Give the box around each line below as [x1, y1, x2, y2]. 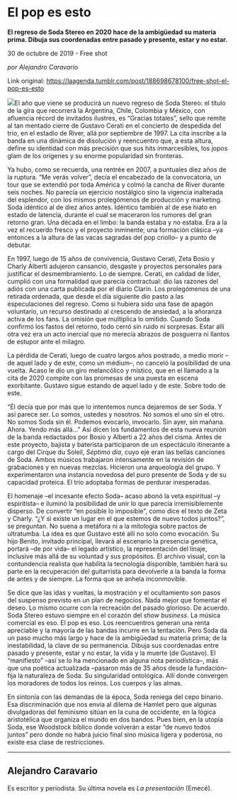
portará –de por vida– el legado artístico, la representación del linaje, [7, 544, 208, 553]
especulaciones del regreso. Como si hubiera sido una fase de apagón [7, 299, 214, 308]
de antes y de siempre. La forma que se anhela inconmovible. [7, 574, 187, 583]
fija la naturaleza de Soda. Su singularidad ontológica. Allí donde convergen [7, 671, 228, 680]
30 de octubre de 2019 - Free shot [7, 49, 108, 57]
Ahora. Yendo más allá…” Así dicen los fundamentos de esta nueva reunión [7, 425, 227, 434]
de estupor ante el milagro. [7, 337, 86, 346]
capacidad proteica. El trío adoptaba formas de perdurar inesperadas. [7, 478, 211, 486]
